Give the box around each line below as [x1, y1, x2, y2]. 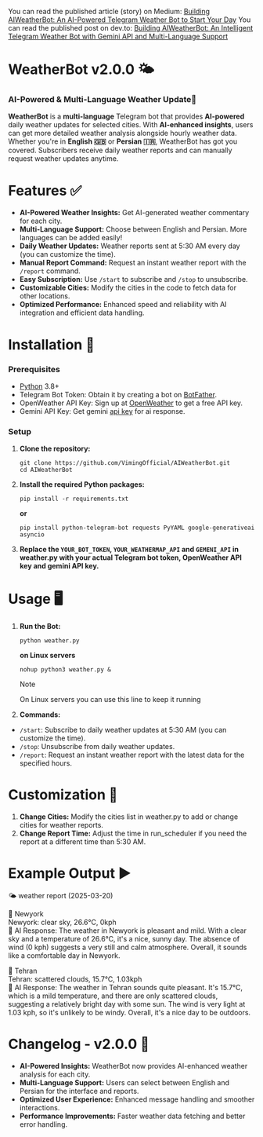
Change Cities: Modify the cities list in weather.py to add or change [19, 812, 239, 821]
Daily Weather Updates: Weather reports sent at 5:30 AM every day [19, 241, 240, 250]
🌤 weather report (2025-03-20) [8, 891, 113, 901]
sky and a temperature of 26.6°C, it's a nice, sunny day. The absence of [8, 934, 240, 944]
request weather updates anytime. [8, 154, 119, 163]
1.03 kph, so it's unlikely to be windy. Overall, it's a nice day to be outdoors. [8, 1008, 251, 1018]
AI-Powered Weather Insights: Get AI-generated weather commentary [19, 208, 250, 218]
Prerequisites [8, 364, 60, 375]
